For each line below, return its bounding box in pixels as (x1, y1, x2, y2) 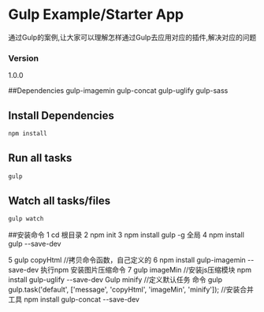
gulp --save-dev (8, 239, 61, 249)
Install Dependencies (8, 109, 114, 122)
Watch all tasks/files (8, 195, 111, 207)
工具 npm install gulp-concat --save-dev (8, 295, 140, 304)
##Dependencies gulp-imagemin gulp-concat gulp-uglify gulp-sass (8, 86, 229, 95)
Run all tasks (8, 151, 73, 165)
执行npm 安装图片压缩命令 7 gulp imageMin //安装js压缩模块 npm (40, 266, 252, 275)
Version (8, 53, 39, 64)
